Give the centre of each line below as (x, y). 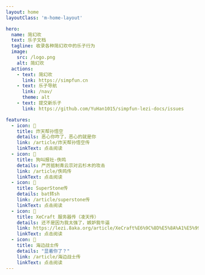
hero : (13, 29)
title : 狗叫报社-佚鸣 (42, 160)
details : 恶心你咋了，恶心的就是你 (56, 137)
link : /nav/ (37, 92)
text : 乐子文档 (29, 41)
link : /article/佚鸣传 (44, 171)
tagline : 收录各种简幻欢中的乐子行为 (53, 46)
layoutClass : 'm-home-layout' (44, 18)
